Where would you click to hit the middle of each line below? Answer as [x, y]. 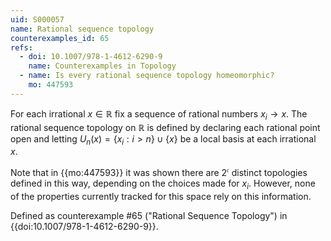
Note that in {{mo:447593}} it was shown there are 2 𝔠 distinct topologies [159, 171]
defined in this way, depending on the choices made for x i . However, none [163, 184]
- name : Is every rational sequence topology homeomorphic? [147, 76]
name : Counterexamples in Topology [102, 66]
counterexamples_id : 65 [60, 38]
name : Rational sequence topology [82, 29]
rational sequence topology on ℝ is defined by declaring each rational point [165, 127]
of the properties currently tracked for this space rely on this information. [161, 196]
